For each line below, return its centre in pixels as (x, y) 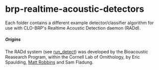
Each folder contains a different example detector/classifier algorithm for (79, 23)
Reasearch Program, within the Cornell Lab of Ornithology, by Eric (73, 57)
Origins (13, 39)
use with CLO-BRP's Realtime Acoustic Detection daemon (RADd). (73, 28)
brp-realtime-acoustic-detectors (75, 9)
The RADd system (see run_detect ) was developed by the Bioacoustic (77, 52)
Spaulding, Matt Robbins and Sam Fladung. (49, 62)
